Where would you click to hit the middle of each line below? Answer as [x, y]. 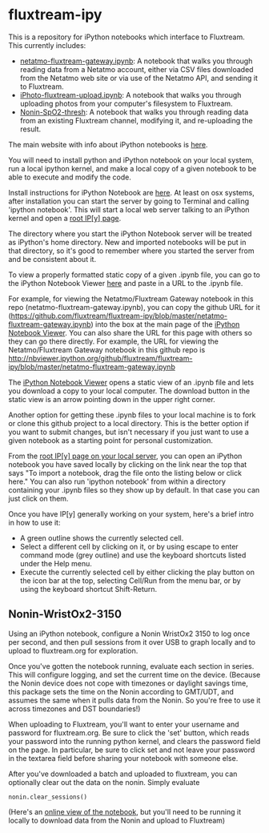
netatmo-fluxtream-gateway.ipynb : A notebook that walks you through [136, 61]
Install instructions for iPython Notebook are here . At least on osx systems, [131, 192]
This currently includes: [47, 45]
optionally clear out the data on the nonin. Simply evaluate [104, 782]
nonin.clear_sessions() [48, 797]
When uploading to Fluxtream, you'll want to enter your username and [124, 724]
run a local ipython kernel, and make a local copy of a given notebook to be [132, 168]
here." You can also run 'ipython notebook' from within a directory [117, 481]
